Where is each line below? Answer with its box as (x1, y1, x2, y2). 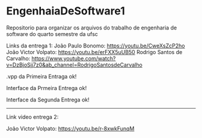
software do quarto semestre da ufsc (6, 30, 98, 37)
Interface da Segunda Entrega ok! (6, 96, 90, 103)
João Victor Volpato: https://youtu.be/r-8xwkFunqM (6, 125, 135, 132)
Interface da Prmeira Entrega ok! (6, 84, 87, 91)
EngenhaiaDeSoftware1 (6, 4, 125, 18)
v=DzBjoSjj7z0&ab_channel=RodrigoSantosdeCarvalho (6, 61, 142, 68)
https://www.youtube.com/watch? (31, 55, 116, 62)
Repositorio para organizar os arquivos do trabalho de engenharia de (6, 24, 177, 31)
